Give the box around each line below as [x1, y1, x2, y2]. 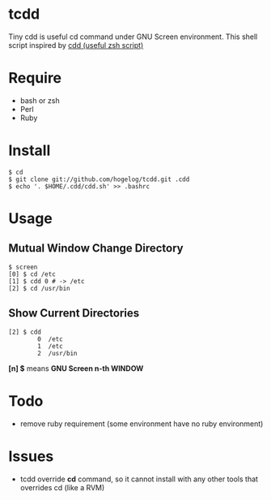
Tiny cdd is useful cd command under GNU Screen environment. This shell [8, 32, 258, 41]
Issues [8, 447, 54, 465]
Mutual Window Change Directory [8, 241, 184, 256]
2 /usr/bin [37, 349, 78, 357]
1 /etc [37, 342, 63, 350]
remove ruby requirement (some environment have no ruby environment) [19, 419, 264, 429]
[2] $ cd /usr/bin [8, 284, 70, 292]
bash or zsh [19, 95, 60, 106]
